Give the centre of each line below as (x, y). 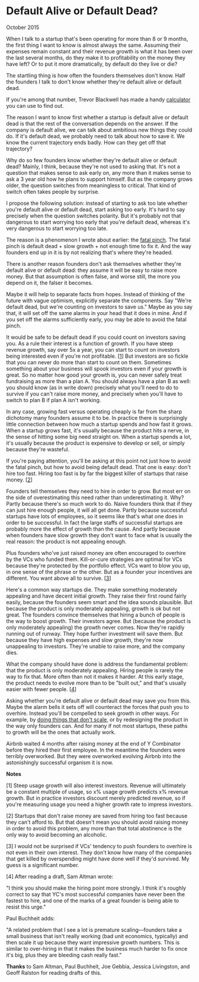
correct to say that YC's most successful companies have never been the (96, 894)
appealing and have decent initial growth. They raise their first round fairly (96, 596)
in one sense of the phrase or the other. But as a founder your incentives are (99, 572)
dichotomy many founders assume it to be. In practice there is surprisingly (97, 418)
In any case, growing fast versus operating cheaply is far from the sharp (94, 411)
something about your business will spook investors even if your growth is (97, 368)
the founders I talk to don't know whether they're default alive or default (94, 82)
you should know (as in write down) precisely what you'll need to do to (92, 387)
